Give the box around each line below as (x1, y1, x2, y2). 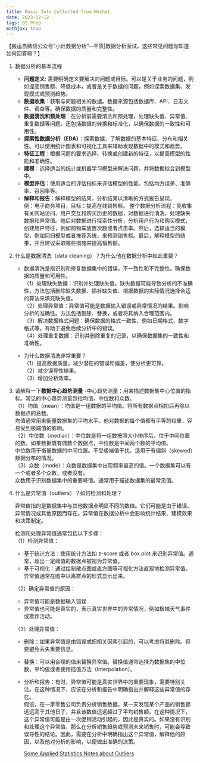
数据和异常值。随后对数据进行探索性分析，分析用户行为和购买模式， (23, 217, 191, 224)
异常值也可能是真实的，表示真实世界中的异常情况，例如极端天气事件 (23, 605, 191, 613)
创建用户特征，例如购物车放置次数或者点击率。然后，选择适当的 (23, 224, 180, 232)
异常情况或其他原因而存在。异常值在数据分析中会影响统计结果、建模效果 (14, 510, 192, 517)
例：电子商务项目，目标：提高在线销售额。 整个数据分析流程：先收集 (23, 202, 192, 210)
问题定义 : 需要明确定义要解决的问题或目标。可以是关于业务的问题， (23, 75, 189, 82)
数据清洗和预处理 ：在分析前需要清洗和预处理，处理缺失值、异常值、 (23, 113, 191, 120)
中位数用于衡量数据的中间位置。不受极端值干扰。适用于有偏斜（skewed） (14, 447, 193, 454)
